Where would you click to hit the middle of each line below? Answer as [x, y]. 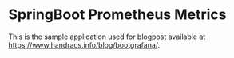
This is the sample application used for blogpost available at [107, 37]
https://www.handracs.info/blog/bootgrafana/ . [84, 44]
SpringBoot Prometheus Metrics [117, 15]
